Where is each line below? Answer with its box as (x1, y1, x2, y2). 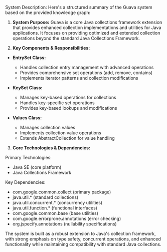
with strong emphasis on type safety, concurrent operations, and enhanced (5, 236, 161, 242)
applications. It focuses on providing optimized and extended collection (12, 30, 160, 36)
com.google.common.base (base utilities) (12, 210, 99, 216)
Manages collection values (20, 125, 76, 130)
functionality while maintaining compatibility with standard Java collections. (5, 241, 161, 247)
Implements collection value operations (20, 130, 101, 136)
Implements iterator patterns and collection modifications (20, 75, 138, 81)
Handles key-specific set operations (20, 100, 95, 106)
